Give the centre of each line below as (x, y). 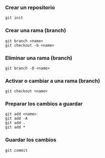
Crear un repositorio (30, 8)
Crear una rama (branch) (36, 31)
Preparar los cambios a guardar (44, 104)
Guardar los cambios (31, 140)
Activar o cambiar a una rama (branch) (53, 81)
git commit (16, 150)
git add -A (16, 119)
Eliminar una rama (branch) (39, 58)
